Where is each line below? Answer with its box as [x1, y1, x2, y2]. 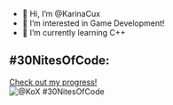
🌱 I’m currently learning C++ [21, 28, 126, 37]
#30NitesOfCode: [9, 53, 110, 69]
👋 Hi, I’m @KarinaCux [21, 9, 100, 19]
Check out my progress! [9, 77, 98, 87]
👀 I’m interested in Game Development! [21, 18, 165, 28]
